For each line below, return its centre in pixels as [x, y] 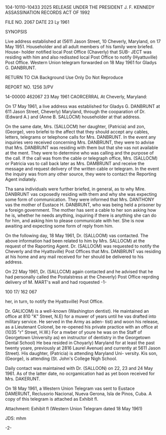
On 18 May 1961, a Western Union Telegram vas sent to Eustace [70, 388]
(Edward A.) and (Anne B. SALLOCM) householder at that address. [73, 117]
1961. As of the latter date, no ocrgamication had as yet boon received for [80, 373]
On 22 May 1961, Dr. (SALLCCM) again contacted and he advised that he [79, 271]
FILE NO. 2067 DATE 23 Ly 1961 [37, 22]
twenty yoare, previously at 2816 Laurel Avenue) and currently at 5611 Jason [83, 348]
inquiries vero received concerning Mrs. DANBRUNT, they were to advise [80, 142]
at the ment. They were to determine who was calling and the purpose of [80, 153]
